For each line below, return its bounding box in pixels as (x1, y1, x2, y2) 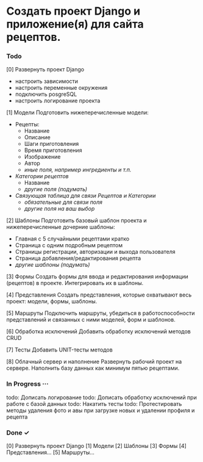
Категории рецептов (15, 173, 69, 180)
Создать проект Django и (6, 4, 141, 18)
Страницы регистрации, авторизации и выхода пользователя (15, 248, 176, 256)
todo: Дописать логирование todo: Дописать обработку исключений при (6, 394, 197, 401)
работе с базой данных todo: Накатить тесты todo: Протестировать (6, 400, 182, 407)
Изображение (24, 153, 61, 161)
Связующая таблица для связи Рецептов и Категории (15, 192, 156, 200)
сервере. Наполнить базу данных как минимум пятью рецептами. (6, 364, 180, 372)
